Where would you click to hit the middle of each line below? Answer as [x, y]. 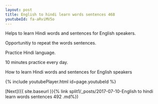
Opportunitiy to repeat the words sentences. [51, 43]
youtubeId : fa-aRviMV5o [30, 19]
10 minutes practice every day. [37, 62]
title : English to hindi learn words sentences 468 [60, 14]
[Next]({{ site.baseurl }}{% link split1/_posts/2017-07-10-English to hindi [79, 91]
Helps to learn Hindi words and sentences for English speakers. [70, 33]
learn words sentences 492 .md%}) [42, 97]
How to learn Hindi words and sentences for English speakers [69, 72]
